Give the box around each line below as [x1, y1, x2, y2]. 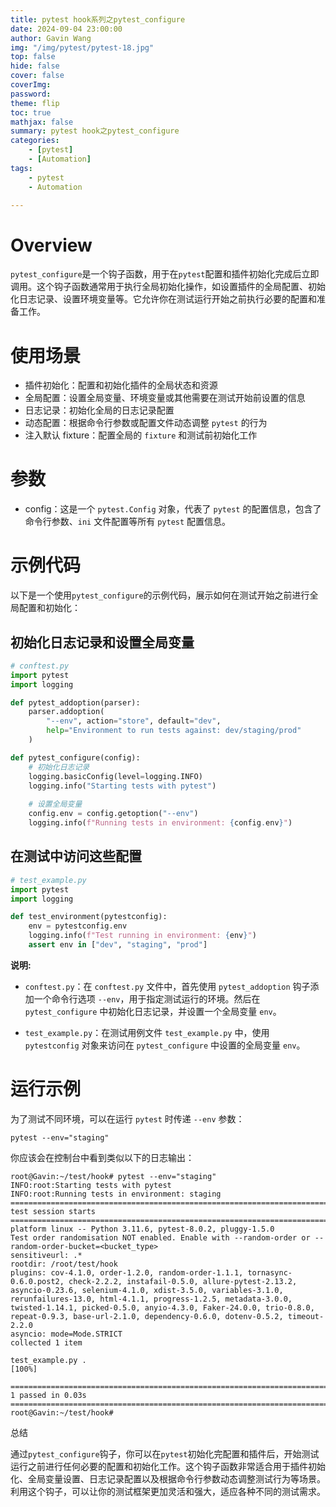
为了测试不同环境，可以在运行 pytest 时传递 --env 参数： [10, 1112, 245, 1125]
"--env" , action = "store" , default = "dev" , [46, 716, 222, 726]
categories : [10, 136, 60, 146]
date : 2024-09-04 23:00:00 [10, 24, 123, 34]
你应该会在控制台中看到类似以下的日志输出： [10, 1151, 195, 1163]
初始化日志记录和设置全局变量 [10, 634, 195, 651]
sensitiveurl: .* [10, 1250, 83, 1260]
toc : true [10, 107, 52, 118]
